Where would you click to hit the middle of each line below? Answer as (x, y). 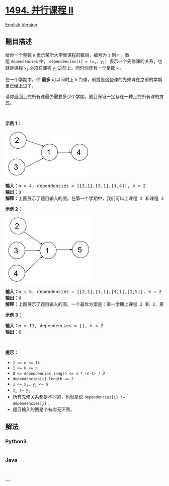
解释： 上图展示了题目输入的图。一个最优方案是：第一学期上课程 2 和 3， (82, 304)
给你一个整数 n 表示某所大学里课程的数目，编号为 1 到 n (62, 55)
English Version (21, 24)
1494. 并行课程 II (39, 10)
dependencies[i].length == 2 (43, 379)
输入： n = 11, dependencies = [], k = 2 (54, 325)
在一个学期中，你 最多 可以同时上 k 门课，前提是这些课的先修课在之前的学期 (84, 79)
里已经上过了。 (21, 86)
